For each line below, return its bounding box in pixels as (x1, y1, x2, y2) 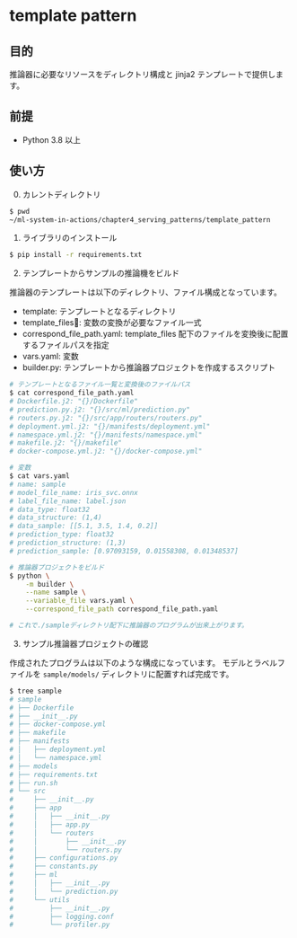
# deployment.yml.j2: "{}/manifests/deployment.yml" (9, 421, 211, 431)
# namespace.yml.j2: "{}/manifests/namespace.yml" (9, 430, 203, 439)
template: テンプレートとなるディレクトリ (22, 306, 177, 317)
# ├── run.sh (9, 778, 58, 787)
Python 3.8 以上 (22, 134, 81, 145)
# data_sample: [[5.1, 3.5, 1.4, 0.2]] (9, 522, 159, 531)
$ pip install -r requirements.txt (9, 251, 143, 260)
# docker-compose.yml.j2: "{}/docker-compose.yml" (9, 447, 203, 456)
